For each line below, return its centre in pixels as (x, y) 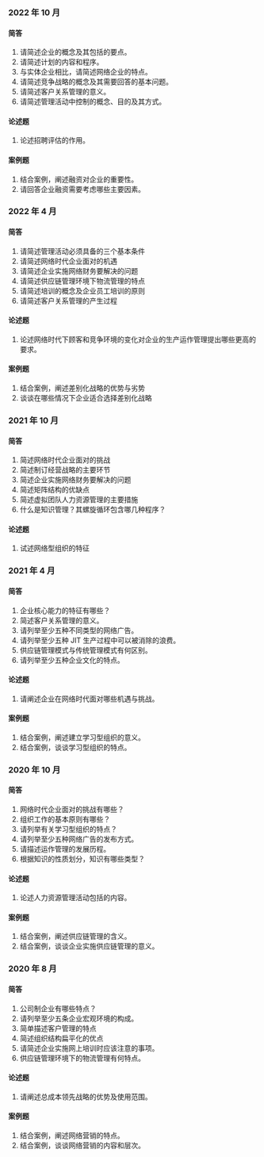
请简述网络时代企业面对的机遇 (68, 261)
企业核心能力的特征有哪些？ (65, 610)
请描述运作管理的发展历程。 (65, 849)
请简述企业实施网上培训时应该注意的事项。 (89, 1048)
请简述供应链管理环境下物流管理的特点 (82, 281)
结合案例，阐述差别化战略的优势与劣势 (82, 388)
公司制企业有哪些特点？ (58, 1008)
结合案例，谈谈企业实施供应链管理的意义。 (89, 946)
